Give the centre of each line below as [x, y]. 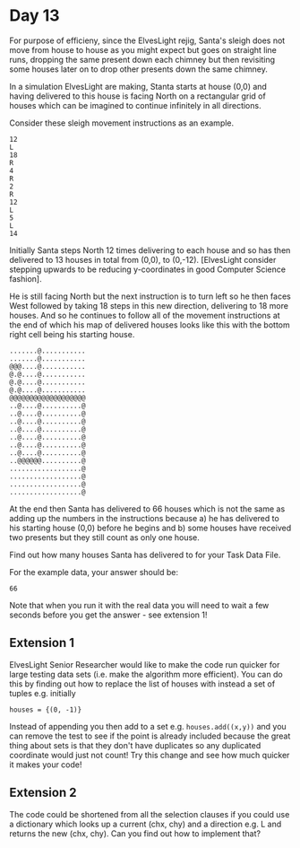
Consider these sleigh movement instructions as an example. [122, 123]
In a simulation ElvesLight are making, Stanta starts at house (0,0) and [138, 86]
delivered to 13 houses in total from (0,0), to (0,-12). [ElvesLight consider [143, 259]
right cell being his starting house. [72, 334]
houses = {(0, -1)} [46, 710]
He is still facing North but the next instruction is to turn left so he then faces [150, 296]
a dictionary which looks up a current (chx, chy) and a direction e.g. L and [146, 824]
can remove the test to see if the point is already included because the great [150, 736]
